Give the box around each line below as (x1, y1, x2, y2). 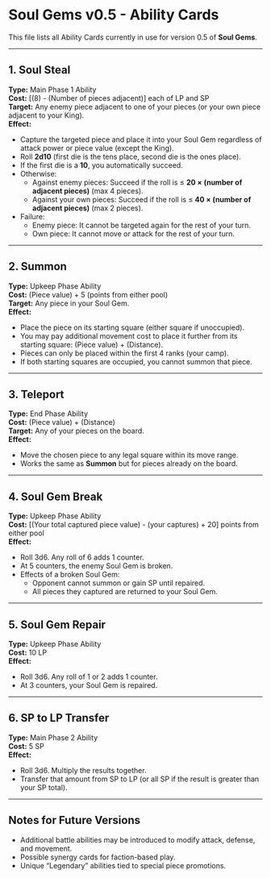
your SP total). (19, 782, 69, 792)
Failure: (19, 211, 45, 221)
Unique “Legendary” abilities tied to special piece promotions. (19, 860, 227, 870)
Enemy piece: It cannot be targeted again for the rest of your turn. (31, 220, 252, 230)
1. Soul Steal (8, 63, 71, 77)
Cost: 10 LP (8, 647, 47, 657)
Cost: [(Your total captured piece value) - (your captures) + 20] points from (8, 520, 260, 530)
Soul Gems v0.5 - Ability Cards (8, 6, 219, 24)
